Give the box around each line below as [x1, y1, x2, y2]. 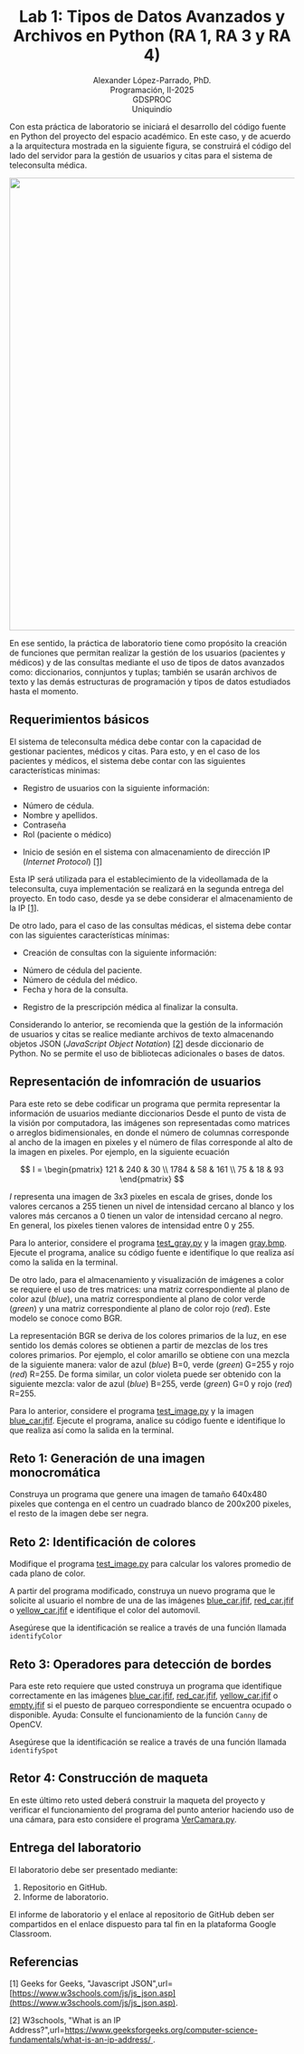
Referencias [9, 1954, 80, 1970]
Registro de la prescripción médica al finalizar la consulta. [22, 1001, 238, 1012]
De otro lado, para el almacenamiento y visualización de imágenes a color [9, 1274, 285, 1285]
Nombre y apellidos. [22, 809, 98, 820]
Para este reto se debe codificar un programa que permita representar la [9, 1098, 280, 1109]
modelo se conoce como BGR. [9, 1313, 123, 1323]
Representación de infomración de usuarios [9, 1075, 261, 1090]
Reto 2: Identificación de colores [9, 1534, 196, 1550]
